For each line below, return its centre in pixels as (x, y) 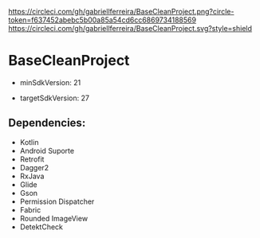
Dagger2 (34, 167)
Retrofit (32, 159)
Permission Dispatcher (57, 201)
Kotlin (29, 142)
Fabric (30, 209)
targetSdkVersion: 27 (55, 98)
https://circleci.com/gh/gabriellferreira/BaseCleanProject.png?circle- (121, 12)
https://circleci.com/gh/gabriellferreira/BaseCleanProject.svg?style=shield (130, 28)
